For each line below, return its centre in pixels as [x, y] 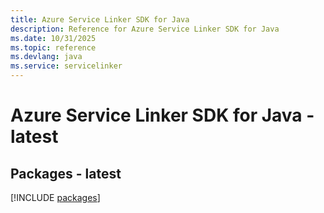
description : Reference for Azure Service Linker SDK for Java [145, 29]
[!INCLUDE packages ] [55, 197]
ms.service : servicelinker [66, 66]
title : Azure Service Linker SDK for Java [100, 19]
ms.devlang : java [46, 57]
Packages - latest [66, 173]
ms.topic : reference [53, 47]
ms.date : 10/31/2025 [53, 38]
